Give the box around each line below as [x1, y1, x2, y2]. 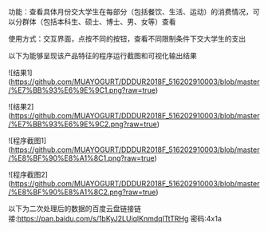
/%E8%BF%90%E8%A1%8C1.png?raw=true [8, 153, 155, 162]
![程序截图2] [8, 170, 48, 179]
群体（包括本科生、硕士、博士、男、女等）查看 [22, 17, 176, 26]
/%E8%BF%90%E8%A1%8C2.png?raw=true [8, 187, 156, 197]
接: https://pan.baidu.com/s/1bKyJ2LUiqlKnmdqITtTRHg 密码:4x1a [8, 214, 222, 223]
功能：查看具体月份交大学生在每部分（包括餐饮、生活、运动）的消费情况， [8, 7, 253, 16]
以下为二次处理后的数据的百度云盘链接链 [8, 204, 141, 213]
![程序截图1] [8, 136, 46, 145]
